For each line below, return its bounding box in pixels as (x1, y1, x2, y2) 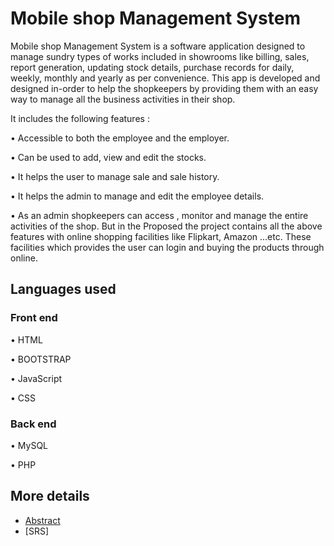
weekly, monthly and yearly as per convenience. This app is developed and (10, 72, 321, 84)
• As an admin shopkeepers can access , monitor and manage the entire (10, 209, 309, 221)
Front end (10, 311, 58, 325)
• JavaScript (10, 372, 63, 384)
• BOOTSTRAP (10, 353, 72, 365)
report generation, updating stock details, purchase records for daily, (10, 61, 295, 73)
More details (10, 488, 90, 505)
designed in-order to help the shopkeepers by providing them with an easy (10, 82, 319, 94)
